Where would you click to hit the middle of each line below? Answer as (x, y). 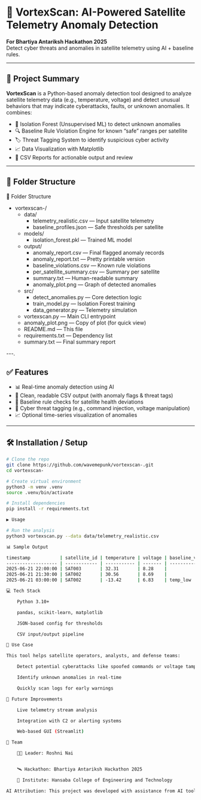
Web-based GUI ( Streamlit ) (51, 732)
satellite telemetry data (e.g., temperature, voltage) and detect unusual (93, 100)
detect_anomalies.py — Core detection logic (87, 297)
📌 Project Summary (43, 79)
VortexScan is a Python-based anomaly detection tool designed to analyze (99, 93)
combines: (19, 112)
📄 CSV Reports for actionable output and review (74, 157)
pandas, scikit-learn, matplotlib (60, 612)
